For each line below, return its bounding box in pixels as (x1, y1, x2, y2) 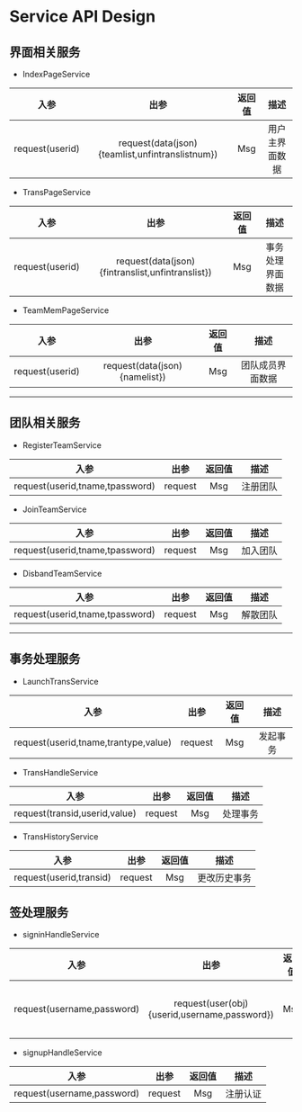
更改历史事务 (197, 871, 252, 883)
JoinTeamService (22, 504, 87, 515)
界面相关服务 (9, 44, 81, 59)
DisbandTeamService (22, 568, 102, 578)
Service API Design (9, 6, 155, 27)
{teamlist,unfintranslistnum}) (98, 148, 218, 160)
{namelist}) (120, 371, 166, 383)
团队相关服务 (9, 416, 81, 431)
